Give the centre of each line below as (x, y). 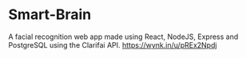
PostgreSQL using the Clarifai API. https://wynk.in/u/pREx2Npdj (113, 44)
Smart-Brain (50, 15)
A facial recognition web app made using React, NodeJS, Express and (123, 37)
